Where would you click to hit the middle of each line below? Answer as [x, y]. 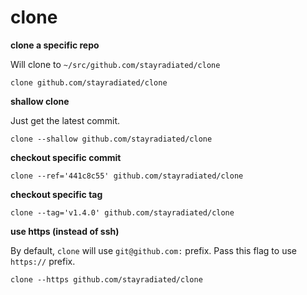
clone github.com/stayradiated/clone [89, 82]
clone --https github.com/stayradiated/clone [106, 279]
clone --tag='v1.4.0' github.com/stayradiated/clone [122, 212]
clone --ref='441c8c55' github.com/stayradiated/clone [127, 176]
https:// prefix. [43, 261]
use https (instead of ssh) [65, 231]
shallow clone [40, 101]
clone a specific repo [55, 45]
